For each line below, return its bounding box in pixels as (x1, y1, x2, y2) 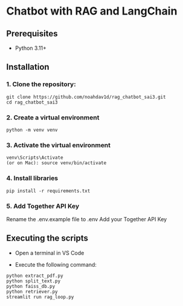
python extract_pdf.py (6, 273, 63, 279)
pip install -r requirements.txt (6, 188, 91, 194)
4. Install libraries (6, 174, 59, 182)
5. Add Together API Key (6, 202, 80, 210)
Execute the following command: (14, 261, 97, 268)
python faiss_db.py (6, 283, 56, 289)
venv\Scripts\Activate (6, 155, 63, 161)
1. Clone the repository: (6, 80, 77, 88)
